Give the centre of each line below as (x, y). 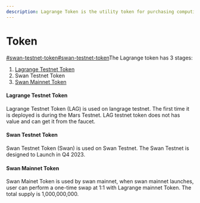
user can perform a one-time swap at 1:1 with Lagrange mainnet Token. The (99, 188)
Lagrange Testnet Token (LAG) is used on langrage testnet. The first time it (98, 108)
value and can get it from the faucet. (51, 121)
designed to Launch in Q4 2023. (46, 154)
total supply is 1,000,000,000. (43, 194)
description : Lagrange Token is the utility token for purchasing (90, 12)
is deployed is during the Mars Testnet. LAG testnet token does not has (93, 115)
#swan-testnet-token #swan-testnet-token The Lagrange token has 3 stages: (99, 58)
